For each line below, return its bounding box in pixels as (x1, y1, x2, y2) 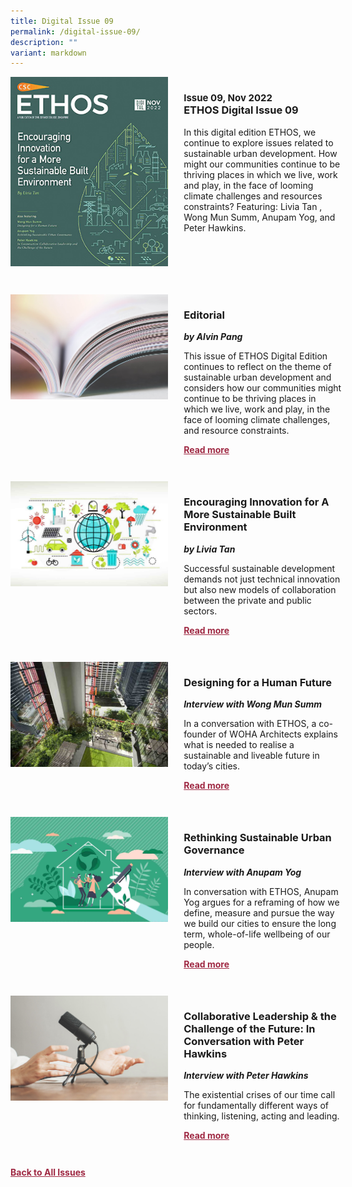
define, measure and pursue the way (183, 906, 335, 919)
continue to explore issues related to (183, 136, 334, 149)
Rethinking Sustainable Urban (183, 831, 332, 845)
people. (183, 938, 215, 950)
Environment (183, 520, 248, 534)
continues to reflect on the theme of (183, 361, 332, 373)
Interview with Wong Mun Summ (183, 698, 322, 710)
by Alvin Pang (183, 331, 243, 343)
